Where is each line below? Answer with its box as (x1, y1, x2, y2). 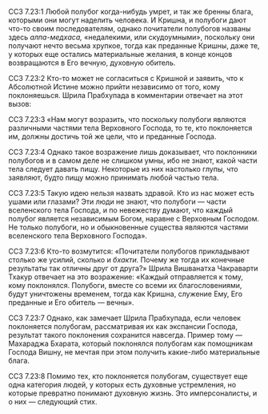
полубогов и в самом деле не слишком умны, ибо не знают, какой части (8, 156, 258, 165)
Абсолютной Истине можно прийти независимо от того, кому (8, 82, 221, 91)
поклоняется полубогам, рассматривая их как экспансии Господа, (8, 322, 238, 331)
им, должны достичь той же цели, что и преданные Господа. (8, 132, 217, 141)
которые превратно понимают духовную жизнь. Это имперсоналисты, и (8, 388, 258, 398)
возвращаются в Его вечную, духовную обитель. (8, 58, 176, 67)
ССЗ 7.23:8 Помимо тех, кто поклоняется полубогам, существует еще (8, 371, 248, 380)
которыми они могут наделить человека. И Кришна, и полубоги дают (8, 15, 246, 25)
